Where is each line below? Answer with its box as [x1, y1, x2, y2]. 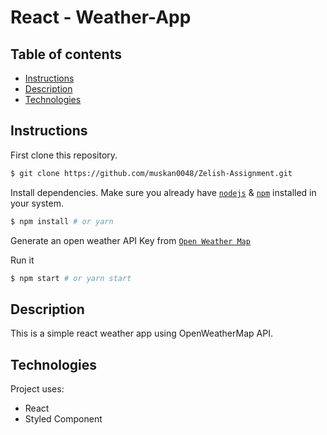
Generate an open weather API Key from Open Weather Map [10, 234, 251, 246]
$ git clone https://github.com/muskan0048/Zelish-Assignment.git [10, 168, 293, 178]
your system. [10, 197, 65, 209]
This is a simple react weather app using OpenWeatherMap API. [10, 327, 273, 340]
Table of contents [10, 46, 122, 63]
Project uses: [10, 383, 65, 395]
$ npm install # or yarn [10, 216, 114, 226]
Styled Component [24, 413, 103, 425]
